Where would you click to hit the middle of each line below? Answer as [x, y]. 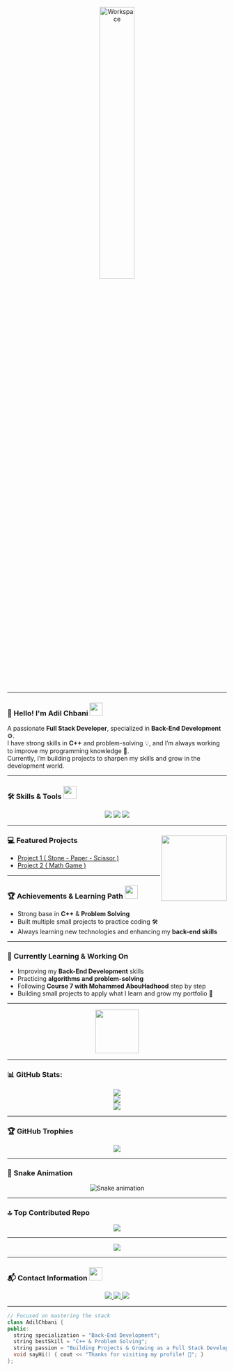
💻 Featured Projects [42, 840]
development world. [36, 766]
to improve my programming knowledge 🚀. [68, 751]
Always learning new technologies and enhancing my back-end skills [117, 932]
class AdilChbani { [36, 1322]
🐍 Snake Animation [40, 1173]
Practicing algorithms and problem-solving [80, 979]
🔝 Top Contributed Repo [49, 1213]
